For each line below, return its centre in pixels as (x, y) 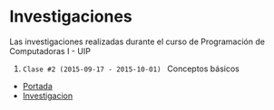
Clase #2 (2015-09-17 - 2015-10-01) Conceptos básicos (131, 69)
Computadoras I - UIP (50, 50)
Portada (37, 86)
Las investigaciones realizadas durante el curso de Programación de (137, 41)
